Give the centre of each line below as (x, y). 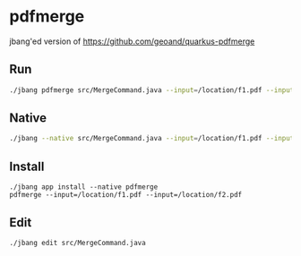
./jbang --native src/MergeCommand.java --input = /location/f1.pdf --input (152, 139)
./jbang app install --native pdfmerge (84, 187)
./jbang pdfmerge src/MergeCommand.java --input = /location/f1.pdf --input (152, 90)
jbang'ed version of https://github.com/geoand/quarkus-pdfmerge (132, 41)
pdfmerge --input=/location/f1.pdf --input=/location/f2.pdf (126, 195)
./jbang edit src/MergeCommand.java (77, 243)
